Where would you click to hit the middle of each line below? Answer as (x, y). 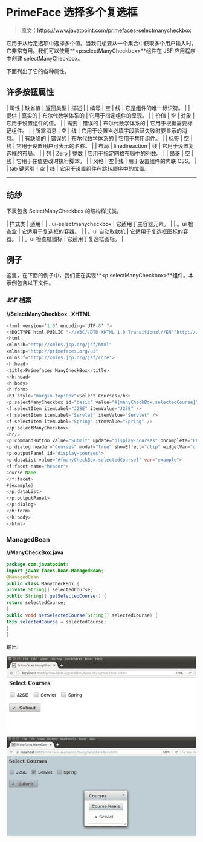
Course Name (21, 472)
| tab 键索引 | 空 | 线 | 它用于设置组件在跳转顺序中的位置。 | (79, 168)
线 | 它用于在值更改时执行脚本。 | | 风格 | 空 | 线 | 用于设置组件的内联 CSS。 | (101, 161)
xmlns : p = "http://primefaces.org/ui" (52, 351)
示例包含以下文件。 (30, 283)
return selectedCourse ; (36, 603)
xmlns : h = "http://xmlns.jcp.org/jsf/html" (59, 345)
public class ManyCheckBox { (43, 583)
